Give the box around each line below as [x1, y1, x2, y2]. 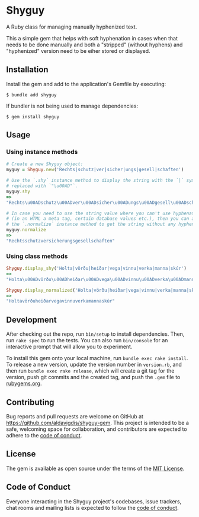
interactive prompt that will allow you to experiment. [6, 343, 133, 351]
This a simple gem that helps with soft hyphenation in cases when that [6, 34, 178, 42]
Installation [6, 65, 49, 75]
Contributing [6, 397, 54, 407]
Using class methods [6, 252, 68, 260]
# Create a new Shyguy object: [6, 161, 84, 167]
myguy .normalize [6, 227, 46, 233]
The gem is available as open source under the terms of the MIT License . [6, 465, 185, 472]
